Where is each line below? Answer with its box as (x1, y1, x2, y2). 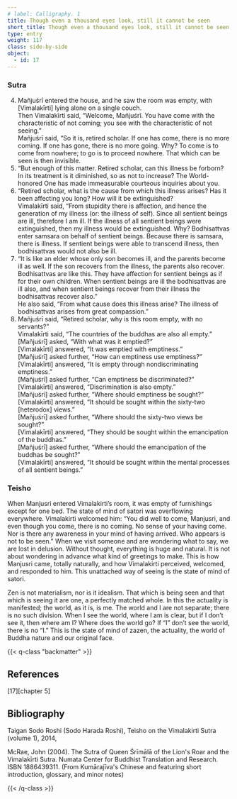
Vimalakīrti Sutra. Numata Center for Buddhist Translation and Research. (7, 755, 219, 764)
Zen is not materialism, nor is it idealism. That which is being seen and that (7, 588, 225, 597)
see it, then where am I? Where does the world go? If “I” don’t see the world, (7, 619, 230, 627)
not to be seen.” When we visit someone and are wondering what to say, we (7, 537, 229, 546)
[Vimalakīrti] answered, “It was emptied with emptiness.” (17, 345, 183, 353)
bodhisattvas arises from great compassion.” (17, 307, 149, 316)
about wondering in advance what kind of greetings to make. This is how (7, 552, 219, 561)
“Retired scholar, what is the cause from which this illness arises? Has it (17, 187, 227, 195)
